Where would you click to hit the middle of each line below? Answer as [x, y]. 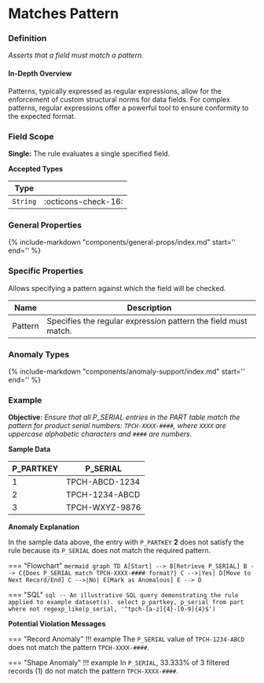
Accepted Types [36, 168]
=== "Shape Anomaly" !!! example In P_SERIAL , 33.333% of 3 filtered [119, 663]
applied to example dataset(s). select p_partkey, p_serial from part [126, 603]
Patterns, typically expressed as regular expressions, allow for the [115, 90]
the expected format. [42, 116]
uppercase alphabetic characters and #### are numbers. [100, 434]
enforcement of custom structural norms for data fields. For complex [119, 99]
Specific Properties [46, 271]
